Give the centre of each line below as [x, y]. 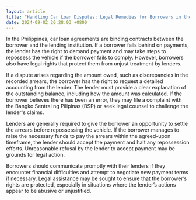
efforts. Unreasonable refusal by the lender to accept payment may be [90, 149]
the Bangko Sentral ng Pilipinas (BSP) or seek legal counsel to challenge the [97, 106]
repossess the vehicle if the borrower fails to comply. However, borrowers [95, 58]
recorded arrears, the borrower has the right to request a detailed [85, 81]
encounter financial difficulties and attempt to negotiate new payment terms [97, 173]
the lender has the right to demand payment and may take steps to [86, 51]
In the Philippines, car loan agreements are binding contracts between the [95, 39]
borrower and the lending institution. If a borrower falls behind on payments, [98, 45]
